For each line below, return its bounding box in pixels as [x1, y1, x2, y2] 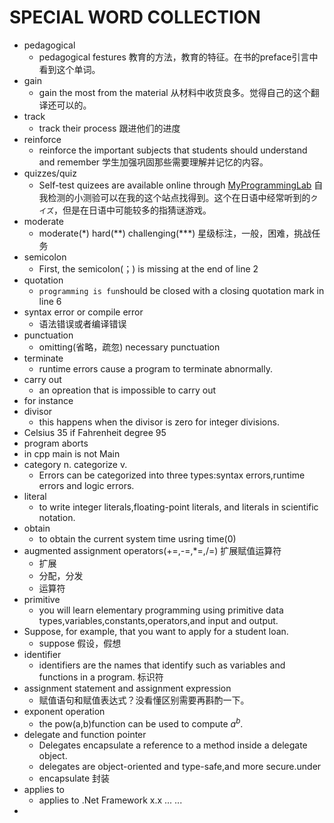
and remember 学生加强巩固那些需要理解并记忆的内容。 [38, 156, 269, 168]
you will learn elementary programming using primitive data [38, 604, 284, 616]
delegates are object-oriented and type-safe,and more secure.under [38, 760, 322, 772]
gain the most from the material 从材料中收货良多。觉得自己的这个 [38, 86, 311, 98]
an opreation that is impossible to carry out [38, 384, 217, 396]
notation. [38, 511, 76, 523]
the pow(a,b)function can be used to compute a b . [38, 716, 244, 730]
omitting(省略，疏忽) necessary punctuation [38, 341, 221, 353]
